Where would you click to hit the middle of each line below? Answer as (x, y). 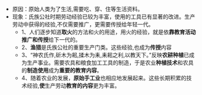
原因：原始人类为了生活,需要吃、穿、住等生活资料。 (77, 9)
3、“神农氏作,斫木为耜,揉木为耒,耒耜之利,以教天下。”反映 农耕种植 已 (105, 55)
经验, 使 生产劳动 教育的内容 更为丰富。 (73, 85)
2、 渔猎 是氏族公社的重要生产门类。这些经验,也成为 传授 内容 (96, 47)
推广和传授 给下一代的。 (51, 40)
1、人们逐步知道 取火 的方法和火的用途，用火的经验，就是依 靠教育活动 (109, 32)
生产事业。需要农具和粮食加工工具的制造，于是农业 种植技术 (102, 63)
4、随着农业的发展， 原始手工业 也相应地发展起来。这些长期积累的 (104, 78)
